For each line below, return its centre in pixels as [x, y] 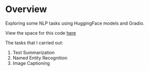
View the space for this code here [41, 33]
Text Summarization [34, 52]
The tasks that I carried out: [34, 43]
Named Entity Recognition [40, 58]
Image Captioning [31, 63]
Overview [26, 9]
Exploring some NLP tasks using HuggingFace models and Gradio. [75, 23]
